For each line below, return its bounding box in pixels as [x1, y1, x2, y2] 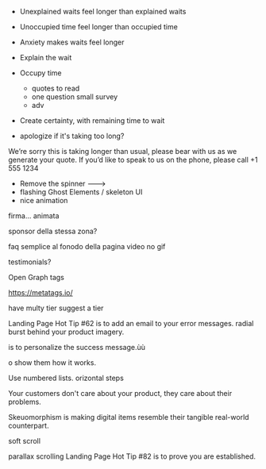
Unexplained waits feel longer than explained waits [19, 7, 187, 16]
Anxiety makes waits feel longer [19, 37, 125, 47]
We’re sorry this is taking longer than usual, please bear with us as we [8, 147, 237, 156]
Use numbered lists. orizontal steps [8, 373, 125, 383]
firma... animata [8, 211, 60, 221]
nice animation [19, 196, 68, 205]
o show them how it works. [8, 358, 97, 367]
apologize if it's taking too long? [19, 131, 125, 140]
